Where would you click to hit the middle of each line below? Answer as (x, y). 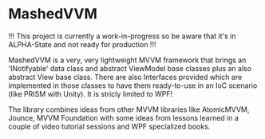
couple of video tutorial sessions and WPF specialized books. (109, 126)
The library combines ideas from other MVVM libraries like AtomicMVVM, (129, 109)
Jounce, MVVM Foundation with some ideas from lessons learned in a (124, 117)
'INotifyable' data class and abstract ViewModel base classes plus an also (130, 68)
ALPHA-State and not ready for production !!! (82, 44)
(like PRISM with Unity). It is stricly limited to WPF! (91, 93)
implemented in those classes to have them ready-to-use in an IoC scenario (133, 85)
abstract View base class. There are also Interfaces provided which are (125, 77)
